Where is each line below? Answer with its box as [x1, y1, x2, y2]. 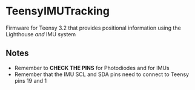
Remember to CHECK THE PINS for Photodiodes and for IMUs [14, 64, 170, 71]
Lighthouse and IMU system [5, 30, 76, 37]
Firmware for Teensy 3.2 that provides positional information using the [5, 24, 181, 31]
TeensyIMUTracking [5, 4, 110, 18]
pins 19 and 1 [14, 77, 47, 84]
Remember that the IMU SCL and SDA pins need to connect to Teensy [14, 71, 189, 78]
